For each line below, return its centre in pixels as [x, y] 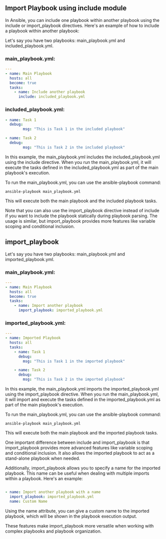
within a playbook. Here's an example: [44, 479]
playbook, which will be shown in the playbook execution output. [71, 516]
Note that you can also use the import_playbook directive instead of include [82, 210]
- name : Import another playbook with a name [53, 492]
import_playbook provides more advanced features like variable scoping [79, 448]
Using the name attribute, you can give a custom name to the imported [77, 511]
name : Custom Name [29, 501]
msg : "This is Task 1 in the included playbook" [74, 129]
